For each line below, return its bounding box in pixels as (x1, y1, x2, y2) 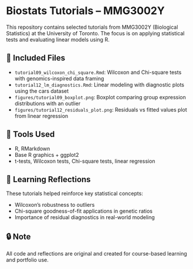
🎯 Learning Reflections (6, 174, 91, 184)
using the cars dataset (14, 87, 69, 95)
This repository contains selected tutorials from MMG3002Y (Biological (6, 23, 178, 31)
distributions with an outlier (14, 100, 81, 107)
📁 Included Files (6, 53, 66, 63)
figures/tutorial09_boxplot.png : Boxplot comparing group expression (14, 93, 187, 100)
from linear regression (14, 112, 69, 119)
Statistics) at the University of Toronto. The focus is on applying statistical (6, 29, 185, 36)
